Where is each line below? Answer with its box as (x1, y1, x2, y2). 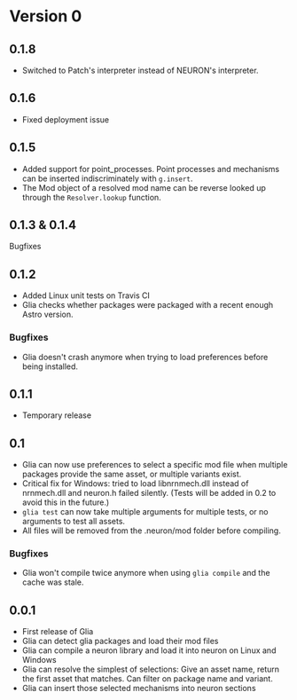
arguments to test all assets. (21, 516, 126, 527)
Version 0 (9, 6, 82, 27)
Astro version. (21, 309, 74, 320)
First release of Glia (21, 626, 94, 637)
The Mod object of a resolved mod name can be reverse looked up (21, 182, 266, 193)
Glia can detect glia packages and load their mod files (21, 636, 219, 647)
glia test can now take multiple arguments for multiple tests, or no (21, 507, 269, 517)
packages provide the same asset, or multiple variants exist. (21, 468, 242, 480)
